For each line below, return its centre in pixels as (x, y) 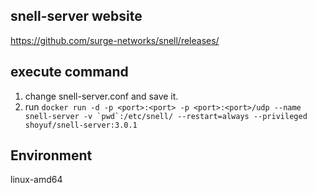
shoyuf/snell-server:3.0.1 (81, 125)
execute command (69, 72)
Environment (51, 155)
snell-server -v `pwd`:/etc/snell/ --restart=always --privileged (166, 116)
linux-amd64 (36, 180)
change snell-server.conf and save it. (101, 96)
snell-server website (76, 16)
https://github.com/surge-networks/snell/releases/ (115, 40)
